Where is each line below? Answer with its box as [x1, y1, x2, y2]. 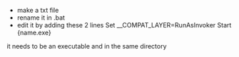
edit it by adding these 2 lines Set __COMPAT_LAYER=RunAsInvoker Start [16, 21, 232, 29]
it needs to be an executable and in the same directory [6, 42, 167, 50]
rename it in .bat [16, 13, 66, 22]
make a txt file [16, 6, 59, 14]
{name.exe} [16, 28, 51, 37]
